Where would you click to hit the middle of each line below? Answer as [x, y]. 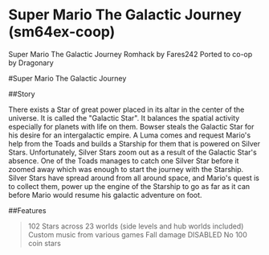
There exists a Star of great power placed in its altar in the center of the [126, 109]
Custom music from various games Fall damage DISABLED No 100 [137, 234]
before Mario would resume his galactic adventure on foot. [105, 195]
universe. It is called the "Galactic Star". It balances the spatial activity [124, 117]
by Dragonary [31, 63]
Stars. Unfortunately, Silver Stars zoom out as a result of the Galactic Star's [132, 152]
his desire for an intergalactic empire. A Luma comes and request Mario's [130, 135]
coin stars [45, 243]
